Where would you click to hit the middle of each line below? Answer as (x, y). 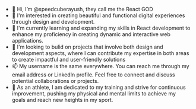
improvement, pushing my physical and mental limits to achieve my (94, 94)
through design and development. (53, 22)
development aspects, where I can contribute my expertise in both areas (100, 53)
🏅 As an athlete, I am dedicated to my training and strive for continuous (99, 87)
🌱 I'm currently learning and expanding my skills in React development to (101, 28)
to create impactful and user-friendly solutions (69, 60)
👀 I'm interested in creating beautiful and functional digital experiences (98, 15)
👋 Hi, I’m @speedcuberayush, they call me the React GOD (82, 9)
